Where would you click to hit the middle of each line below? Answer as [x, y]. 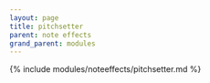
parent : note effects [51, 35]
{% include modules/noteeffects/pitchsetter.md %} [105, 69]
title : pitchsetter [47, 26]
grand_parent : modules [52, 43]
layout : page [34, 18]
